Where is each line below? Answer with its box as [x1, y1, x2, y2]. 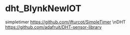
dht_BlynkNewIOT [5, 3, 82, 14]
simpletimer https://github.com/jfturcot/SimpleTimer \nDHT [5, 19, 126, 25]
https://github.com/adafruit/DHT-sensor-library [5, 24, 102, 30]
